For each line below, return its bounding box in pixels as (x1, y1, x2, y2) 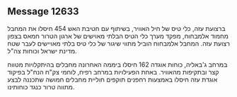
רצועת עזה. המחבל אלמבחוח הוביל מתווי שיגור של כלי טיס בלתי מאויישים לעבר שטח (7, 39, 230, 48)
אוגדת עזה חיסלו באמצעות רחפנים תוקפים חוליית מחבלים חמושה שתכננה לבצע (7, 75, 218, 84)
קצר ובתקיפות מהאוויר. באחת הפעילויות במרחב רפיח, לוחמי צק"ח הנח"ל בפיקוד (7, 67, 219, 76)
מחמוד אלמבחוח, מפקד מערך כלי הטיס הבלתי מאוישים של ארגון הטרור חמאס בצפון (7, 32, 229, 40)
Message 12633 (7, 6, 79, 18)
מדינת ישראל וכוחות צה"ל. (7, 46, 77, 55)
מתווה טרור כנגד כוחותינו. (7, 82, 75, 91)
